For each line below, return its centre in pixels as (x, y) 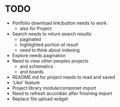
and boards (32, 71)
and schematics (36, 66)
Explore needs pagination (39, 55)
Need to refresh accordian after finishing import (62, 93)
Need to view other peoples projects (50, 61)
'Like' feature (26, 83)
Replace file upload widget (40, 99)
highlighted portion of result (49, 44)
